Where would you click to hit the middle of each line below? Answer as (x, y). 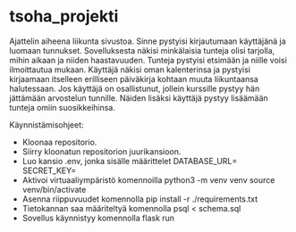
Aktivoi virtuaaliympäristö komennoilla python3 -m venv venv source (148, 179)
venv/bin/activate (54, 189)
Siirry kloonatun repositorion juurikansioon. (101, 151)
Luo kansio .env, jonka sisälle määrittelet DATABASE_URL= (130, 161)
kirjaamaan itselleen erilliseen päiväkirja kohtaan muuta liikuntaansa (134, 79)
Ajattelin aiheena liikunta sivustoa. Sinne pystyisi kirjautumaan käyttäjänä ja (148, 41)
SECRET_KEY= (49, 170)
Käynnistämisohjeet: (47, 124)
